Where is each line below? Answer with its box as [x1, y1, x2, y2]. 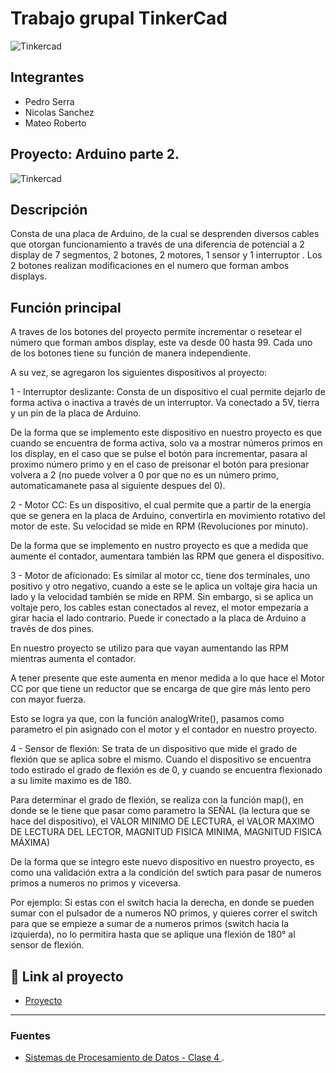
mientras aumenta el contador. [10, 653, 137, 665]
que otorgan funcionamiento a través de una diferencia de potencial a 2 [10, 238, 305, 251]
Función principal [10, 299, 122, 316]
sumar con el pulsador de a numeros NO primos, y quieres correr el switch [10, 907, 318, 919]
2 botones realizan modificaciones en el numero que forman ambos [10, 260, 290, 272]
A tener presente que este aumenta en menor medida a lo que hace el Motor [10, 672, 326, 684]
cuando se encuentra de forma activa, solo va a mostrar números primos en [10, 437, 323, 449]
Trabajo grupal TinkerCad [10, 7, 228, 30]
